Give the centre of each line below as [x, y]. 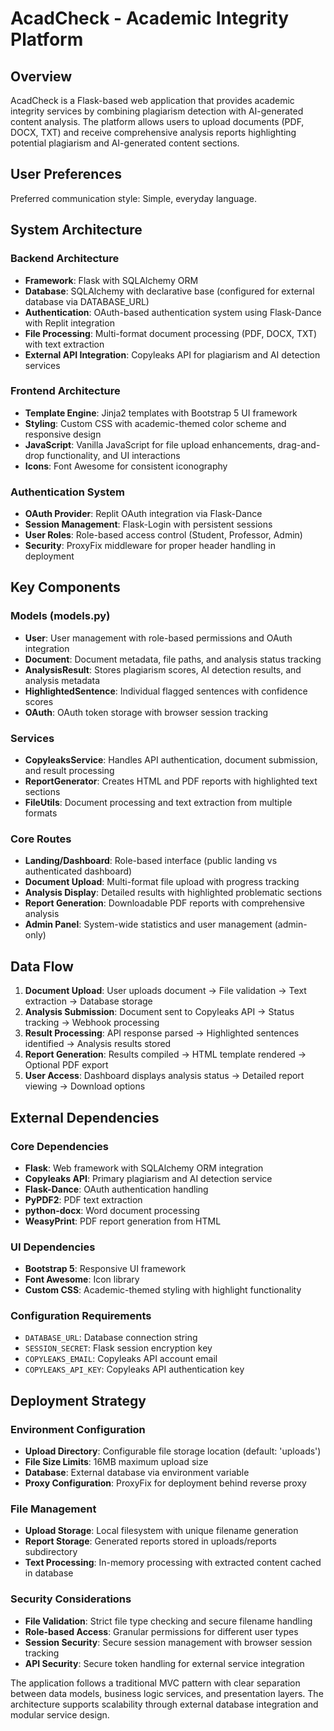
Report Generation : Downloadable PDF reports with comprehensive [164, 903]
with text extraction [64, 344]
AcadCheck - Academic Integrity [150, 18]
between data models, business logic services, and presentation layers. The [167, 1693]
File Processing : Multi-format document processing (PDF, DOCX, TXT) [171, 333]
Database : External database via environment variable [137, 1473]
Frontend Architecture [65, 391]
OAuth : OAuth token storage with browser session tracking [146, 712]
